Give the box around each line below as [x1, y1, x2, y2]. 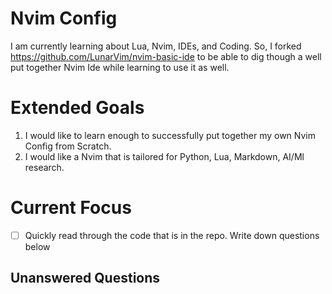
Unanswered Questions [10, 270, 161, 287]
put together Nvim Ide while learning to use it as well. [10, 61, 230, 73]
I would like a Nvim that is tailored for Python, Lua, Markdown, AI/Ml [24, 150, 305, 162]
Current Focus [10, 197, 132, 219]
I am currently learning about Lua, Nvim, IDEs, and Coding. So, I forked [10, 40, 302, 52]
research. [24, 161, 65, 173]
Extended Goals [10, 97, 145, 119]
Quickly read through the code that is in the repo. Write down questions [24, 229, 320, 241]
